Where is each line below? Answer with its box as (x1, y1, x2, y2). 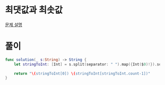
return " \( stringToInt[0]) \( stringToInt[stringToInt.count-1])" (14, 71, 151, 76)
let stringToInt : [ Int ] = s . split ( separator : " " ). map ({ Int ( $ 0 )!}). (14, 62, 157, 67)
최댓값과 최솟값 (5, 4, 63, 16)
